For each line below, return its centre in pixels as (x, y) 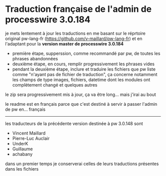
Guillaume (22, 149)
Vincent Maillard (29, 133)
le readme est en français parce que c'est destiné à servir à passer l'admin (81, 104)
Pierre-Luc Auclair (31, 138)
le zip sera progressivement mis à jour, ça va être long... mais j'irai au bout (81, 94)
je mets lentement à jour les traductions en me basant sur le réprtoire (75, 33)
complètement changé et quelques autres (55, 85)
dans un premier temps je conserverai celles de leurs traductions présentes (82, 164)
